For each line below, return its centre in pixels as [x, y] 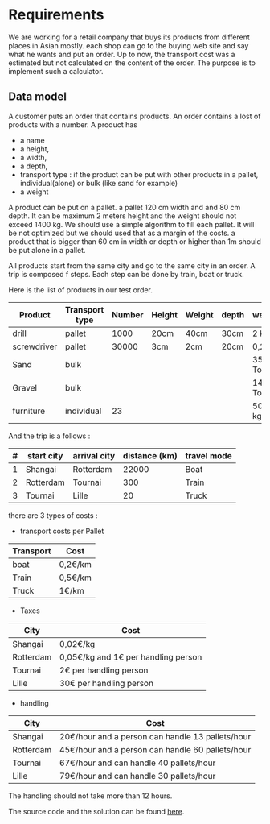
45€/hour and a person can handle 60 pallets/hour [155, 749]
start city [45, 455]
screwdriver [35, 346]
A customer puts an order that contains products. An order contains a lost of [135, 116]
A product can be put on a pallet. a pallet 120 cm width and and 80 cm [125, 207]
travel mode [209, 455]
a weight [34, 192]
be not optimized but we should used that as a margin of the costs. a [122, 233]
